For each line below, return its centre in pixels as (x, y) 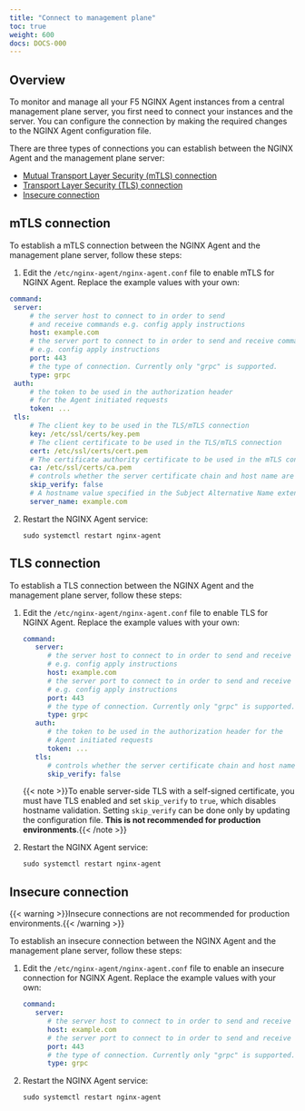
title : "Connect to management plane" (83, 18)
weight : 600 (32, 35)
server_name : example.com (79, 501)
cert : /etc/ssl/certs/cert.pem (89, 451)
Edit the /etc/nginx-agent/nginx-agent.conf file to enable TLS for (145, 612)
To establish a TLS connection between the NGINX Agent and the (132, 585)
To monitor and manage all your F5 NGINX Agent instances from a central (147, 102)
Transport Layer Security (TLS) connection (103, 185)
